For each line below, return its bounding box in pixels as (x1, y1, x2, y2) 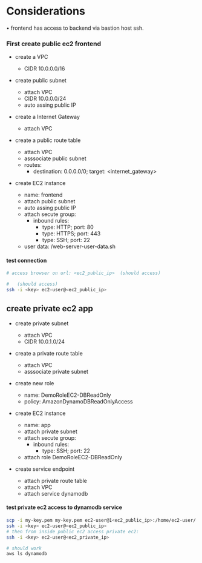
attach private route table (24, 477, 88, 484)
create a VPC (15, 53, 48, 61)
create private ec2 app (6, 303, 94, 314)
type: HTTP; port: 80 (42, 223, 94, 231)
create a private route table (15, 349, 83, 357)
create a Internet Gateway (15, 113, 80, 121)
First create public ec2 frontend (6, 39, 102, 48)
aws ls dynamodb (6, 551, 47, 557)
